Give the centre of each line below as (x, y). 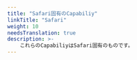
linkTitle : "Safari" (37, 20)
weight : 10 (23, 26)
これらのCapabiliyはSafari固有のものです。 (76, 46)
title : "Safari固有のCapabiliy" (53, 13)
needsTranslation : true (42, 33)
